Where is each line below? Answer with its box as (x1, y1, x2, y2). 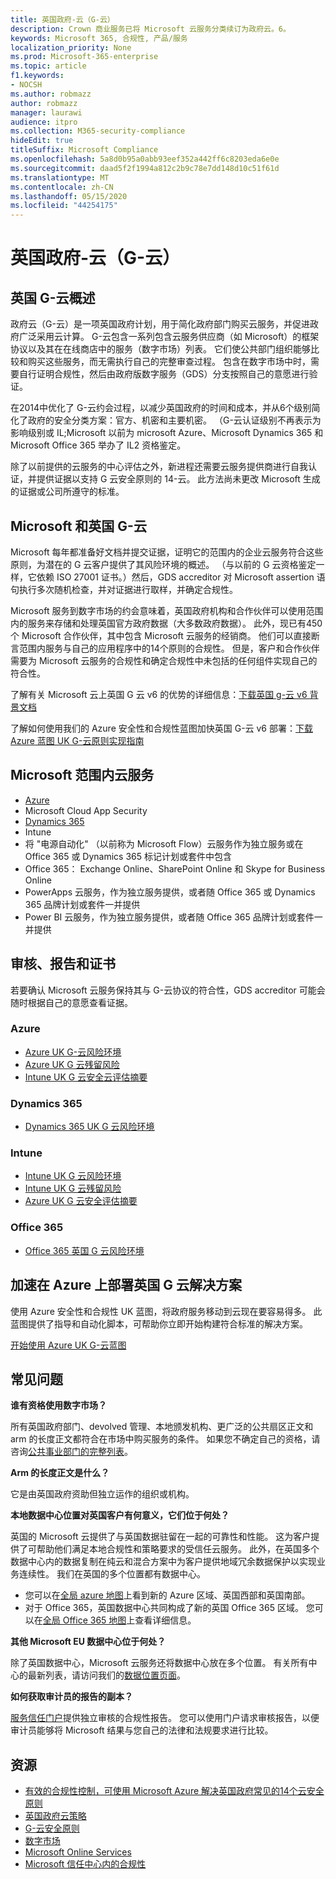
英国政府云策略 (24, 1810, 87, 1822)
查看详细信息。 (134, 1614, 197, 1626)
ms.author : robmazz (10, 89, 92, 99)
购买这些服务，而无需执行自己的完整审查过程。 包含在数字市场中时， (27, 356, 311, 368)
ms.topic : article (10, 61, 87, 71)
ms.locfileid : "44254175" (10, 201, 118, 211)
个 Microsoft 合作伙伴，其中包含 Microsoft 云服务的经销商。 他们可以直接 (10, 629, 312, 641)
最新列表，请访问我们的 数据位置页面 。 (27, 1669, 186, 1681)
